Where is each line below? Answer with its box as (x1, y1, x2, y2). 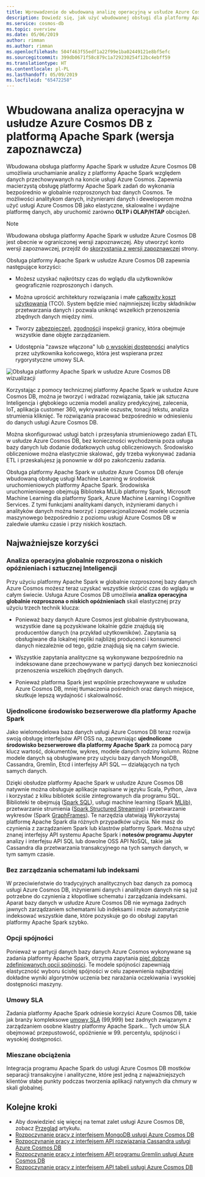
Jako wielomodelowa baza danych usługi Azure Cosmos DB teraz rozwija (6, 728, 191, 736)
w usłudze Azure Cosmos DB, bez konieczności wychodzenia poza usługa (6, 437, 193, 445)
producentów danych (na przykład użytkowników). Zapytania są (15, 629, 177, 636)
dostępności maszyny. (6, 980, 63, 987)
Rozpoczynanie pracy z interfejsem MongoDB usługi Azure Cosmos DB (15, 1131, 195, 1138)
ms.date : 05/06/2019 (6, 32, 59, 38)
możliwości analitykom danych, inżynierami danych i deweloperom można (6, 195, 192, 202)
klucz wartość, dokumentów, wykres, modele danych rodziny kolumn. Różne (6, 748, 199, 755)
